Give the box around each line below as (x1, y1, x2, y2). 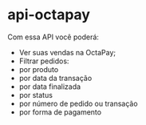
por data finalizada (18, 82, 81, 91)
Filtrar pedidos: (18, 56, 69, 66)
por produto (18, 64, 59, 74)
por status (18, 90, 53, 99)
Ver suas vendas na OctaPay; (18, 47, 116, 57)
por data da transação (18, 73, 93, 83)
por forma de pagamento (18, 107, 101, 117)
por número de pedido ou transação (18, 99, 138, 108)
